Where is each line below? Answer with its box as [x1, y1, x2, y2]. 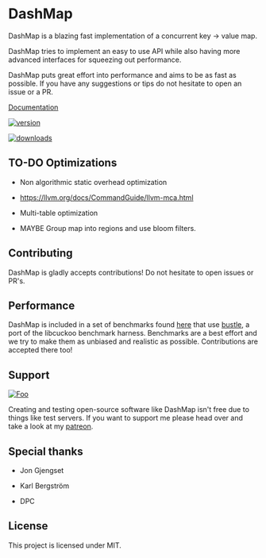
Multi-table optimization [19, 208, 98, 217]
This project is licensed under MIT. [8, 541, 121, 550]
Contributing [8, 247, 73, 260]
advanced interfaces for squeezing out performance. [8, 55, 182, 64]
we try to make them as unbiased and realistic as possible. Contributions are [8, 337, 258, 346]
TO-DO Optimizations [8, 156, 118, 170]
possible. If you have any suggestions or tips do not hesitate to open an [8, 79, 242, 88]
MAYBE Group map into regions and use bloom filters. [19, 223, 196, 233]
